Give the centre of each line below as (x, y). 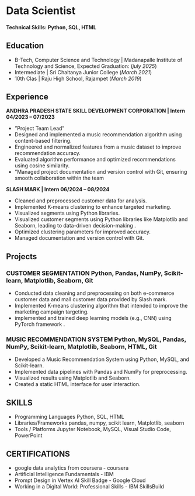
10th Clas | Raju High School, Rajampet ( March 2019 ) (78, 78)
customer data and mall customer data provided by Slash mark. (91, 299)
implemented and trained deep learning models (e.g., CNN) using (93, 318)
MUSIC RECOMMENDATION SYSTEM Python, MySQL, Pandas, (96, 339)
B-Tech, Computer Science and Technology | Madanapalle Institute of (98, 60)
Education (25, 46)
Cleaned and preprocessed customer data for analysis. (81, 201)
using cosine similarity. (42, 166)
